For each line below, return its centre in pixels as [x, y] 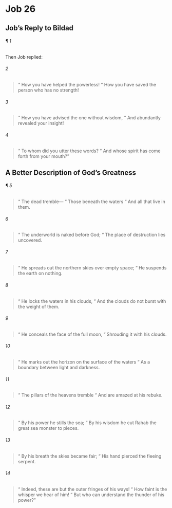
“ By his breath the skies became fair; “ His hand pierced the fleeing [90, 456]
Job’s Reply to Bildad [39, 28]
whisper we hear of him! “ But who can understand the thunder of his [91, 495]
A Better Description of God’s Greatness [71, 173]
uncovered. [30, 240]
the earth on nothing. [40, 274]
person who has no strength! [48, 90]
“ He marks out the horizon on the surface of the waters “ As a [84, 362]
